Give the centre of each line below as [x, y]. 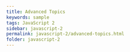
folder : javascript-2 [33, 39]
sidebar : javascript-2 [34, 28]
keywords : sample [28, 17]
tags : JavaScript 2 [31, 23]
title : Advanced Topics [36, 12]
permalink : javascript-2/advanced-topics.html [65, 34]
